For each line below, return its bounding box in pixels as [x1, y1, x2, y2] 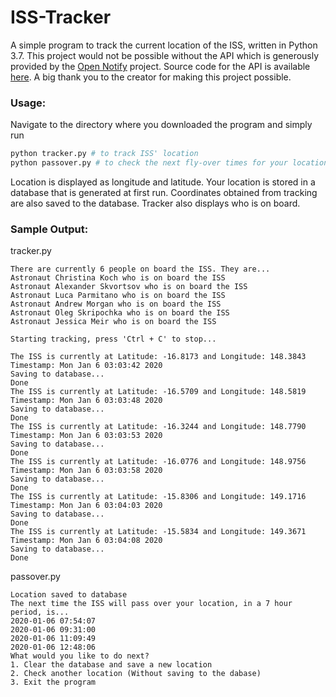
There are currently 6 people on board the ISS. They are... [10, 264, 271, 275]
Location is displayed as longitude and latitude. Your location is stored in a [10, 176, 316, 188]
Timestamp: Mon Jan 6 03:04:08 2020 [10, 536, 163, 546]
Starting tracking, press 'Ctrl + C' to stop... [10, 334, 217, 345]
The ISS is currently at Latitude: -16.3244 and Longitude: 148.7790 [10, 422, 307, 432]
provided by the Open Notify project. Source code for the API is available [10, 60, 311, 72]
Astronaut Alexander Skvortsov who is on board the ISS [10, 282, 248, 292]
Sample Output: [10, 222, 89, 236]
